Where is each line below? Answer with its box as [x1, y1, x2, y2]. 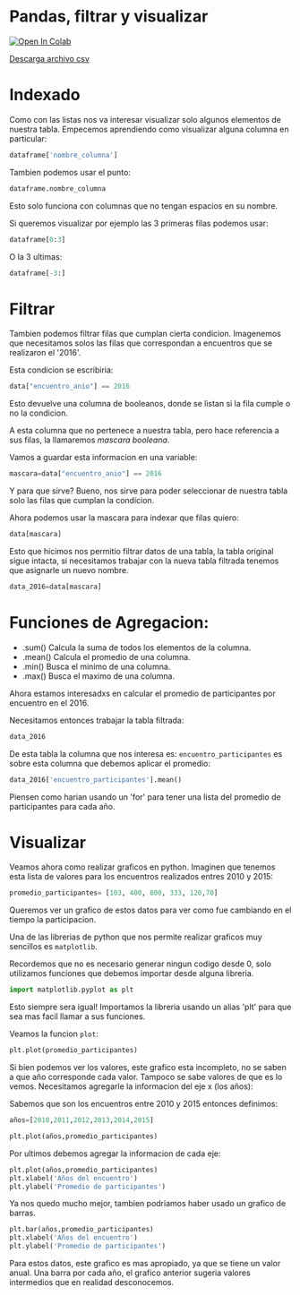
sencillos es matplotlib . [9, 941, 98, 952]
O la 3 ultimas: [9, 251, 63, 262]
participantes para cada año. [9, 801, 116, 811]
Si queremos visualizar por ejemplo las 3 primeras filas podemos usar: [9, 218, 269, 228]
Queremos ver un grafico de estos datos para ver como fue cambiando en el [9, 905, 292, 915]
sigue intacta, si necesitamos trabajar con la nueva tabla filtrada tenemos [9, 555, 279, 566]
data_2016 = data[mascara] [9, 582, 102, 591]
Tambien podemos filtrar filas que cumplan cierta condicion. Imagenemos [9, 329, 282, 339]
